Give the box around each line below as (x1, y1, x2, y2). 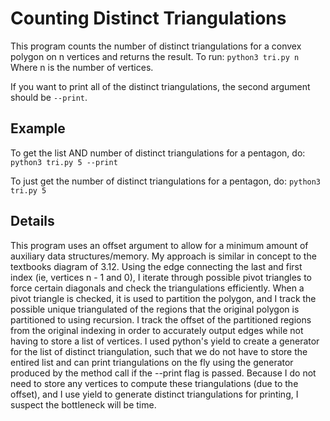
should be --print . (10, 91, 88, 103)
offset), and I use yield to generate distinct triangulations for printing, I (10, 388, 299, 400)
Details (10, 213, 55, 230)
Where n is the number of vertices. (10, 61, 154, 73)
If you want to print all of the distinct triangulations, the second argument (10, 80, 311, 92)
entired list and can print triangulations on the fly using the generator (10, 356, 294, 368)
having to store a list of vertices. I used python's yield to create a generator (10, 335, 320, 347)
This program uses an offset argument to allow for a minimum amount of (10, 239, 309, 251)
